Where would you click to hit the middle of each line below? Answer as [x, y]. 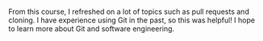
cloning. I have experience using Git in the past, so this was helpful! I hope [132, 20]
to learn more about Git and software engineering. [92, 29]
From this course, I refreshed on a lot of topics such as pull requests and [129, 12]
